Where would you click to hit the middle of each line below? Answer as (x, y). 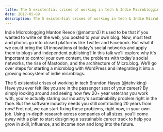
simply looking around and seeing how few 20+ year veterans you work (77, 93)
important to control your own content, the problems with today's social (76, 58)
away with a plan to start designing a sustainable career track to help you (78, 119)
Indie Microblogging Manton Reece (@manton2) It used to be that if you (77, 33)
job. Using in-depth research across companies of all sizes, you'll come (76, 114)
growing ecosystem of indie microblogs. (45, 74)
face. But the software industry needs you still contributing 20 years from (78, 104)
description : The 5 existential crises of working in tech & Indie (75, 18)
